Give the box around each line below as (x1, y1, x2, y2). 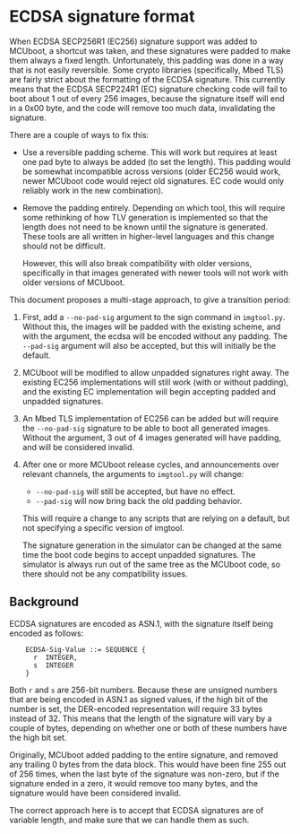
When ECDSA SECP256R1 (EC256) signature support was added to (9, 36, 258, 47)
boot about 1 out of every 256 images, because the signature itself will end (9, 92, 285, 104)
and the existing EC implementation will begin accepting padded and (21, 386, 276, 396)
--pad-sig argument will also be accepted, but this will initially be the (21, 340, 276, 351)
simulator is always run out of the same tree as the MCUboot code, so (21, 559, 280, 569)
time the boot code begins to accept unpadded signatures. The (21, 549, 256, 560)
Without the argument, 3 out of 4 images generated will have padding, (21, 432, 282, 443)
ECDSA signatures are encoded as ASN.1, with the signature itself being (9, 618, 274, 629)
